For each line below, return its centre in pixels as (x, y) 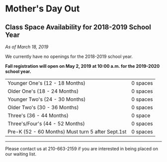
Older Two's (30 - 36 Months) (43, 107)
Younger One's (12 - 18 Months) (46, 83)
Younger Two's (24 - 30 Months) (47, 99)
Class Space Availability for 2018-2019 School (78, 27)
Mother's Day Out (42, 9)
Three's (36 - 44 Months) (38, 115)
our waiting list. (21, 154)
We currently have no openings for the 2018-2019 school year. (69, 56)
